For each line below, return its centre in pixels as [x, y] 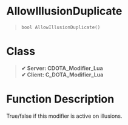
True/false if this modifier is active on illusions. [64, 116]
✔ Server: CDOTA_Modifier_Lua [62, 68]
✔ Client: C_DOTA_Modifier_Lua [62, 75]
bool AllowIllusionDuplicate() [61, 27]
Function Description [60, 99]
